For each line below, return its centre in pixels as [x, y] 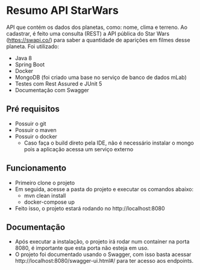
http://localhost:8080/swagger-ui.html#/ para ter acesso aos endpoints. [104, 261]
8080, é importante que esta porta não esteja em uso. [82, 248]
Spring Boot [30, 64]
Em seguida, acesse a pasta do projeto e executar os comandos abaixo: [104, 189]
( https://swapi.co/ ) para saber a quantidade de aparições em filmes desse [98, 40]
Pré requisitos [33, 109]
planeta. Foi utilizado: [33, 46]
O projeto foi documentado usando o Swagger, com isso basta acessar [103, 254]
